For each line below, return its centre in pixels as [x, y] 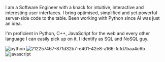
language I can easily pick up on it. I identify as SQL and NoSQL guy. [77, 39]
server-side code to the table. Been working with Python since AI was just [82, 18]
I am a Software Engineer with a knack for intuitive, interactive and [74, 7]
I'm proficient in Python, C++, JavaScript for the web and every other [78, 33]
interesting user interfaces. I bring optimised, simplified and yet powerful [81, 13]
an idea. [14, 23]
